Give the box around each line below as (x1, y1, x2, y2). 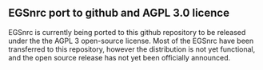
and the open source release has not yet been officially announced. (8, 52, 231, 62)
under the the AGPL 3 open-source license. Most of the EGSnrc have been (8, 36, 254, 45)
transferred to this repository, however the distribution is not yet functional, (8, 44, 256, 54)
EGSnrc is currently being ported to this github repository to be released (8, 27, 246, 37)
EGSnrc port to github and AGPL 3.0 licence (8, 6, 230, 20)
